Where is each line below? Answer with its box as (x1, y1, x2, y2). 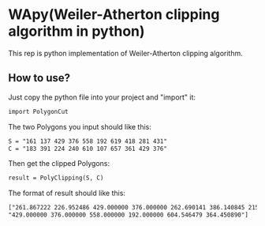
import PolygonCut (8, 107, 69, 115)
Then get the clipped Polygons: (8, 159, 110, 168)
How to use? (8, 71, 71, 85)
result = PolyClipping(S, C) (8, 174, 104, 183)
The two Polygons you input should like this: (8, 122, 152, 131)
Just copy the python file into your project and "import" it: (8, 92, 196, 102)
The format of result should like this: (8, 188, 126, 198)
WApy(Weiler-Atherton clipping (8, 6, 220, 24)
